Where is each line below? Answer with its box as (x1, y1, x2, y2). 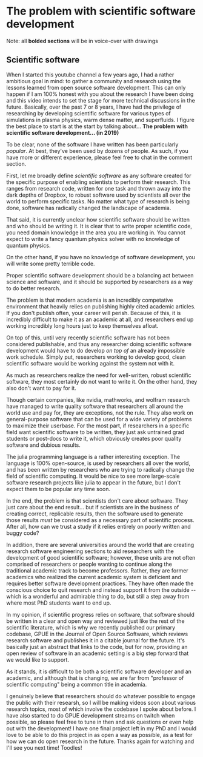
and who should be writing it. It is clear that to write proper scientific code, (6, 222, 193, 229)
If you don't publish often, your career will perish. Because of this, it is (6, 309, 181, 316)
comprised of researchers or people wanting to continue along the (6, 560, 173, 568)
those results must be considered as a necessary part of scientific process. (6, 516, 195, 523)
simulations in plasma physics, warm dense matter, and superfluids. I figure (6, 116, 195, 123)
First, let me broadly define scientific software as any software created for (6, 172, 192, 179)
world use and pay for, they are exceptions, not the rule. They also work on (6, 409, 194, 416)
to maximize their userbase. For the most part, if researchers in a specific (6, 422, 190, 429)
